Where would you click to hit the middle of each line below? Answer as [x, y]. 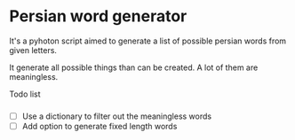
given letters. [33, 50]
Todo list [25, 94]
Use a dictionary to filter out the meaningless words [116, 116]
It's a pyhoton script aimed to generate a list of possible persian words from [148, 41]
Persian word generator [98, 16]
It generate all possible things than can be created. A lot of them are [134, 67]
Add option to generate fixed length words [100, 126]
